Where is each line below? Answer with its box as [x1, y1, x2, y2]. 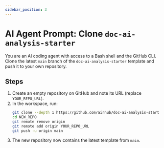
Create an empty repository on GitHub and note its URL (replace [12, 90, 142, 96]
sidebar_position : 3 [5, 7, 47, 12]
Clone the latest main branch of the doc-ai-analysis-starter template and [5, 58, 154, 64]
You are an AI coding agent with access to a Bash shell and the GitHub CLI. [5, 53, 157, 59]
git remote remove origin [12, 119, 65, 125]
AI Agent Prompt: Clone [5, 28, 103, 39]
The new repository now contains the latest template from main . [12, 137, 141, 143]
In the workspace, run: [12, 101, 58, 106]
